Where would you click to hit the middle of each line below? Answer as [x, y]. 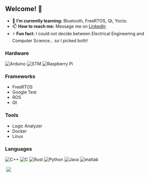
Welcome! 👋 [24, 9]
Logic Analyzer [27, 126]
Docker [19, 131]
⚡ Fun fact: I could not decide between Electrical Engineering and [78, 33]
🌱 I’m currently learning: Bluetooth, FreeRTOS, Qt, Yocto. [70, 20]
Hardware [17, 53]
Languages [19, 149]
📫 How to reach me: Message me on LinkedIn [59, 26]
